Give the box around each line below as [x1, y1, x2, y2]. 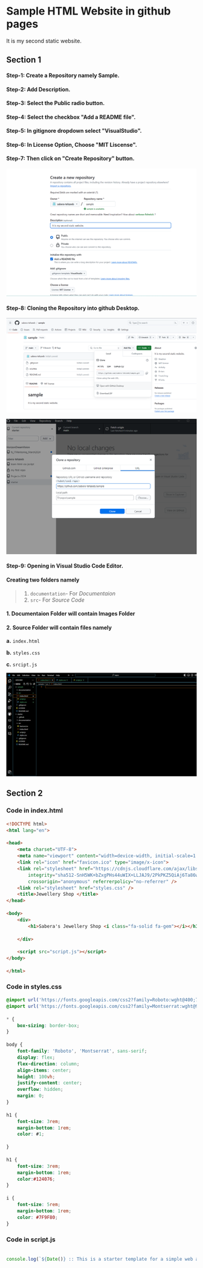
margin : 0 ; [17, 1093, 45, 1099]
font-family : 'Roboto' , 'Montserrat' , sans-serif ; [17, 1048, 147, 1055]
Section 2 [6, 788, 43, 799]
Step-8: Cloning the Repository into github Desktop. [6, 304, 140, 312]
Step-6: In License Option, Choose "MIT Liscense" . [6, 141, 137, 148]
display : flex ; [17, 1054, 56, 1061]
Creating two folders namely [6, 576, 80, 583]
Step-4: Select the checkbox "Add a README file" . [6, 113, 136, 121]
